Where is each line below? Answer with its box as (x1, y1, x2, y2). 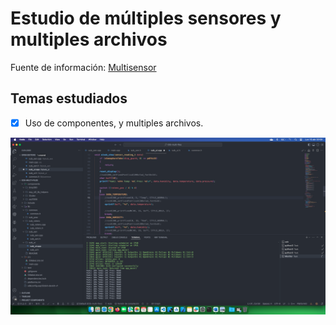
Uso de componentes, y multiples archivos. (24, 117, 204, 129)
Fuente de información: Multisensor (10, 61, 157, 73)
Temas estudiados (10, 90, 128, 107)
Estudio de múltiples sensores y (10, 7, 282, 30)
